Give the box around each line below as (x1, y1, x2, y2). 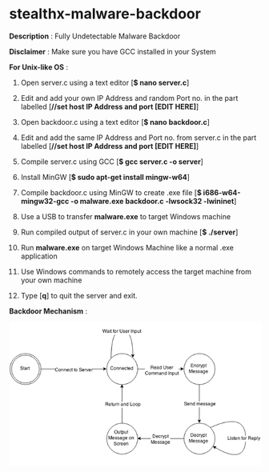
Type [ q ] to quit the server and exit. (20, 290, 139, 300)
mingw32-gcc (20, 196, 70, 206)
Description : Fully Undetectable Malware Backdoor (9, 31, 181, 41)
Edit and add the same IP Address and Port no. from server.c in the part (20, 133, 257, 142)
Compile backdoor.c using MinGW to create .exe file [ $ (20, 187, 203, 197)
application (20, 251, 58, 261)
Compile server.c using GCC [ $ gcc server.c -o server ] (20, 157, 203, 166)
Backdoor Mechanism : (9, 306, 88, 316)
